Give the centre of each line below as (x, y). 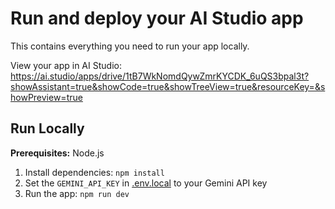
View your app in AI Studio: (66, 65)
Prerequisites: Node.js (57, 153)
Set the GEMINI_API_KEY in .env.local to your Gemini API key (146, 183)
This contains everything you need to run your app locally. (130, 46)
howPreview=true (46, 97)
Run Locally (47, 128)
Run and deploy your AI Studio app (157, 18)
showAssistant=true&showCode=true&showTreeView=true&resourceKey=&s (168, 86)
